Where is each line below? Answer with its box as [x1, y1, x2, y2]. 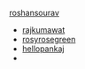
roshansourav [9, 8, 60, 18]
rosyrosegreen [21, 34, 76, 44]
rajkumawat [21, 25, 66, 34]
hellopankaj [21, 43, 65, 54]
